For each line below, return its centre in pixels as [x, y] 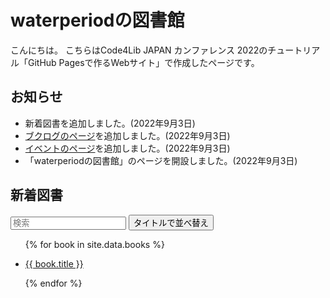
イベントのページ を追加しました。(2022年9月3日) [127, 148]
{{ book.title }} [54, 263]
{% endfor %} [53, 283]
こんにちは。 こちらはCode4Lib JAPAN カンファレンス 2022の [139, 50]
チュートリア [294, 50]
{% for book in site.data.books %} [94, 244]
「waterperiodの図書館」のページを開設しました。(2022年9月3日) [161, 160]
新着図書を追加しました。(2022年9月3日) [110, 123]
